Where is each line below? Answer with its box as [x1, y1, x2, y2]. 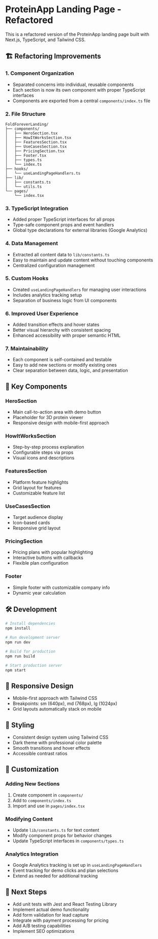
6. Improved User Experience [5, 310, 79, 317]
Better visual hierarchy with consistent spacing [12, 327, 111, 333]
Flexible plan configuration [12, 560, 69, 566]
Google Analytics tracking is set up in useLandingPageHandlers [12, 862, 142, 868]
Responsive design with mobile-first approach [12, 420, 109, 426]
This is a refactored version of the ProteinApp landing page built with [5, 31, 149, 37]
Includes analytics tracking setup [12, 291, 82, 298]
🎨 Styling [5, 721, 35, 729]
